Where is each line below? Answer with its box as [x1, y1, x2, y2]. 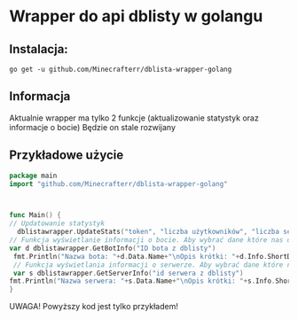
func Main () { [9, 211, 62, 220]
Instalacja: [9, 42, 68, 57]
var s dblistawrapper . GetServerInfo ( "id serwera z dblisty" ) [12, 269, 244, 277]
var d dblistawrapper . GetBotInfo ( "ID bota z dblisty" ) [9, 244, 216, 253]
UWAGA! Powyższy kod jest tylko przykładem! [9, 301, 179, 312]
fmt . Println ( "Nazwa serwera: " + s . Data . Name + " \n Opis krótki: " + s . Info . [9, 277, 276, 285]
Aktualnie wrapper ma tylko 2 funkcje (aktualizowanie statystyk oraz [9, 113, 259, 123]
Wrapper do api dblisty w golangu [9, 6, 263, 27]
